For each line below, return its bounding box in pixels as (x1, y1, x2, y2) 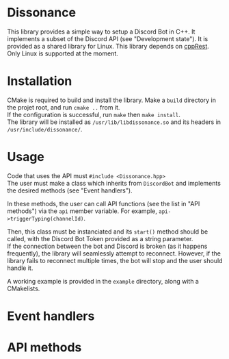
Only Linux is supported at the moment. (7, 49, 118, 58)
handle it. (7, 264, 33, 272)
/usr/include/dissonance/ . (7, 125, 83, 133)
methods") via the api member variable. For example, (7, 207, 157, 215)
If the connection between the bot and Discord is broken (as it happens (7, 242, 208, 250)
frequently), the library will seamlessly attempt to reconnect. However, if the (7, 249, 221, 258)
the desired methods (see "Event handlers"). (7, 186, 133, 195)
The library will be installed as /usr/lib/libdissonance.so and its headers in (7, 118, 221, 126)
